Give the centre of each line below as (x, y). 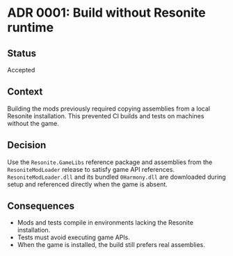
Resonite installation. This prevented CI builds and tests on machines (106, 115)
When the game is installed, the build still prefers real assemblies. (111, 245)
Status (22, 53)
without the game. (33, 123)
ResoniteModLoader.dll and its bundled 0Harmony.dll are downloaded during (116, 177)
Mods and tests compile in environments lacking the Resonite (105, 223)
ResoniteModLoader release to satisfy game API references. (91, 169)
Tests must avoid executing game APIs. (74, 237)
